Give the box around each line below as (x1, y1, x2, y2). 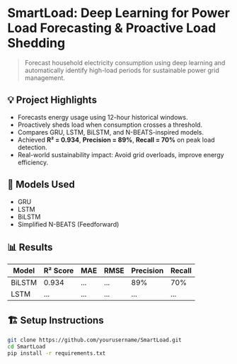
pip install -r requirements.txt (7, 349, 106, 357)
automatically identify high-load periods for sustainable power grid (24, 66, 219, 74)
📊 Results (7, 241, 53, 253)
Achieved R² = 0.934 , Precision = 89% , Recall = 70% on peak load (17, 135, 215, 144)
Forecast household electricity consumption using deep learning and (24, 58, 226, 67)
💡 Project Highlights (7, 94, 98, 106)
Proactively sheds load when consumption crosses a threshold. (17, 120, 203, 129)
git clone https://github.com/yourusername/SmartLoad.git (7, 336, 182, 344)
